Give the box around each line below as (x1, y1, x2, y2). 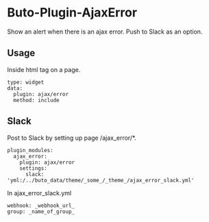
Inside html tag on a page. (7, 65, 81, 73)
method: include (13, 97, 60, 103)
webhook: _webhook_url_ (7, 202, 75, 209)
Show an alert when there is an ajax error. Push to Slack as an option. (7, 27, 203, 36)
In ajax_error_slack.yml (7, 188, 72, 197)
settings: (19, 164, 48, 172)
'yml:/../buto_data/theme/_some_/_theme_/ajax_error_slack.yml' (7, 177, 195, 184)
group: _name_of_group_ (7, 208, 75, 215)
